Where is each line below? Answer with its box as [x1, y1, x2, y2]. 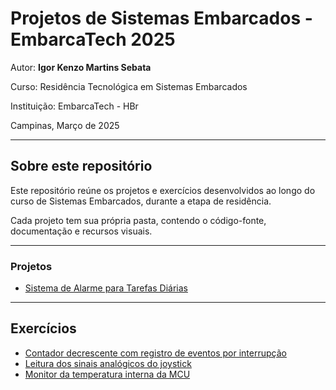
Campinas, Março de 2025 [10, 119, 120, 131]
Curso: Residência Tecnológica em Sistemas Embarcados [10, 80, 248, 92]
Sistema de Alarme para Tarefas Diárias [24, 282, 188, 294]
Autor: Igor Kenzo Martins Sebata [10, 61, 152, 73]
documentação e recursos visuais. [10, 225, 153, 237]
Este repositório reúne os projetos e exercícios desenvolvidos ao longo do [10, 184, 316, 196]
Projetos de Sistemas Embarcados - [10, 7, 313, 30]
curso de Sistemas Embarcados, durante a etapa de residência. [10, 195, 272, 207]
